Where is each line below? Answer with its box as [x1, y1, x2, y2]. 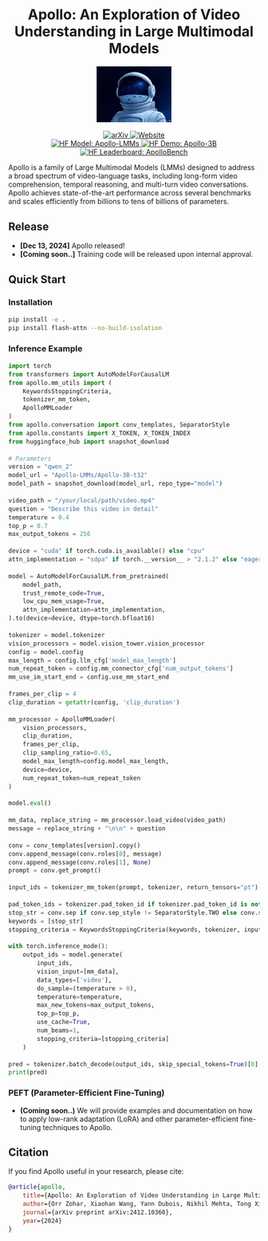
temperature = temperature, [37, 993, 124, 1001]
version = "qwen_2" [8, 463, 73, 471]
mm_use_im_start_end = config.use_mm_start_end [8, 673, 170, 681]
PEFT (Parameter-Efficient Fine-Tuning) [8, 1087, 165, 1098]
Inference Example [8, 343, 83, 354]
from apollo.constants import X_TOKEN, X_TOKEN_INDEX [8, 429, 191, 437]
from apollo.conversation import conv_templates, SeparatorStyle [8, 421, 230, 429]
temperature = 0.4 [8, 513, 69, 522]
